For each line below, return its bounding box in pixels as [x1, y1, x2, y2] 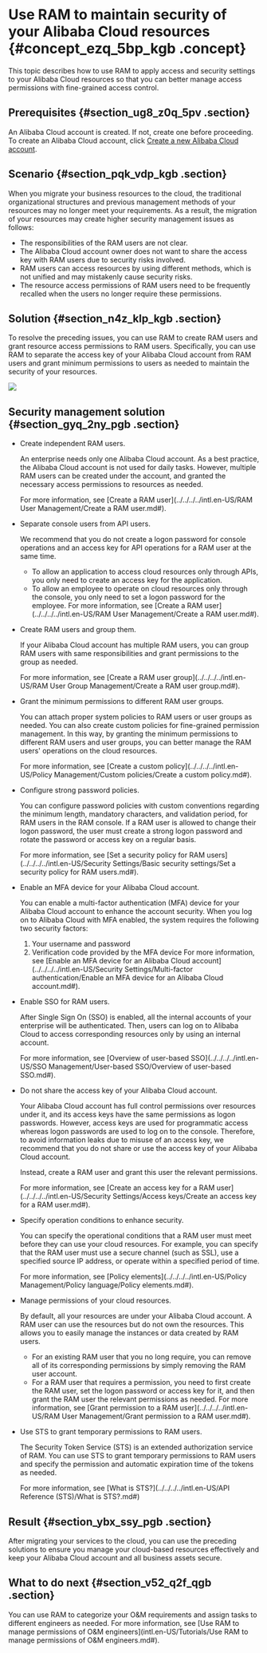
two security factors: [19, 923, 88, 933]
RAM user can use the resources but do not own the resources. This [19, 1319, 245, 1330]
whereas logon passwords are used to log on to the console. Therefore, [19, 1127, 255, 1137]
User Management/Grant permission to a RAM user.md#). [61, 1411, 251, 1422]
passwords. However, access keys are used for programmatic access [19, 1118, 249, 1128]
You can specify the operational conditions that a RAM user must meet [19, 1231, 253, 1240]
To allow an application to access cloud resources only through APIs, [31, 567, 259, 576]
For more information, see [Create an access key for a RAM [19, 1183, 215, 1192]
